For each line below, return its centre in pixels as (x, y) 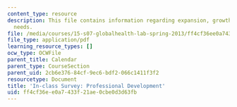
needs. (23, 27)
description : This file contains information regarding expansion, (109, 20)
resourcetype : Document (42, 79)
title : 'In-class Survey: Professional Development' (86, 86)
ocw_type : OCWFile (34, 53)
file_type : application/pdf (49, 40)
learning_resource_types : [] (50, 46)
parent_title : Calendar (42, 60)
